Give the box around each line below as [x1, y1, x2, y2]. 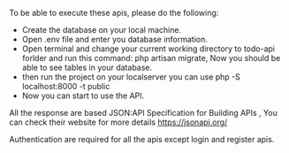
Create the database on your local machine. [21, 25, 182, 34]
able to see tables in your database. [21, 62, 153, 73]
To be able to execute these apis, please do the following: [9, 8, 219, 18]
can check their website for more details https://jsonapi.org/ [9, 117, 228, 127]
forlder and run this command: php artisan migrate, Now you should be [21, 53, 281, 63]
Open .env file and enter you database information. [21, 34, 208, 44]
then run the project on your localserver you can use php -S [21, 72, 241, 82]
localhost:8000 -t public [21, 81, 110, 91]
